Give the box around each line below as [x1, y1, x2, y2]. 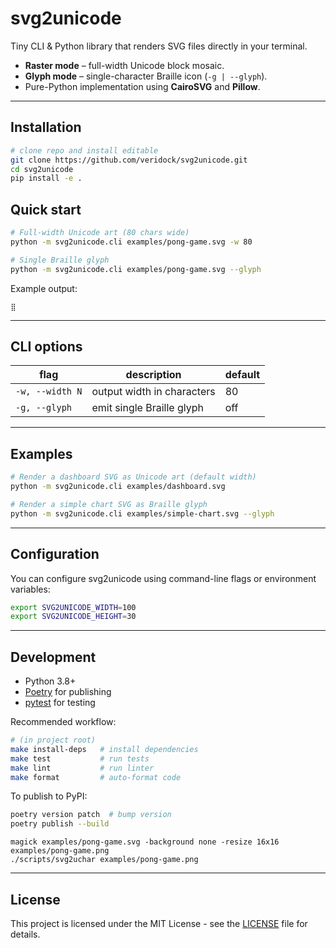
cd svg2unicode [10, 164, 74, 174]
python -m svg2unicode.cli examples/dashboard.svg [10, 482, 226, 492]
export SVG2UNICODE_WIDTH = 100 [10, 602, 137, 612]
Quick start [10, 201, 82, 218]
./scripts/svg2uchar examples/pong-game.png [10, 855, 199, 865]
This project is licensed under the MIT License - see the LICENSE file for [10, 918, 308, 929]
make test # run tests [10, 753, 150, 764]
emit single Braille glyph [91, 401, 204, 415]
